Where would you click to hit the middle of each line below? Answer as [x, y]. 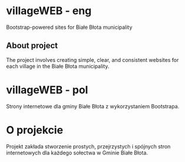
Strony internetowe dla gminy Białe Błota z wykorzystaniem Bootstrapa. [93, 106]
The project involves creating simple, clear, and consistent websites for [92, 59]
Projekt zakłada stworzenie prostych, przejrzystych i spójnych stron [88, 146]
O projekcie [35, 130]
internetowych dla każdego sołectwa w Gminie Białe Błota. [77, 153]
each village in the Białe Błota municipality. [58, 66]
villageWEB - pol [47, 90]
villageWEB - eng [49, 11]
